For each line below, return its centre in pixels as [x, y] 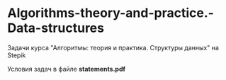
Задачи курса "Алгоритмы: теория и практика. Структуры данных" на [113, 47]
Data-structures [56, 28]
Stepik [17, 55]
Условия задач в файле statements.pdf [67, 69]
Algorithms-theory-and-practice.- [111, 13]
